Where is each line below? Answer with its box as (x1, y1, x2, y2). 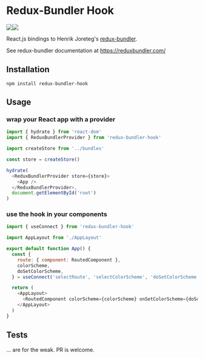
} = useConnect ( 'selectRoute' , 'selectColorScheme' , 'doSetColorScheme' (12, 274, 200, 280)
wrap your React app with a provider (6, 115, 115, 124)
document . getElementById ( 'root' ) (12, 190, 97, 196)
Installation (6, 64, 50, 75)
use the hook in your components (6, 210, 107, 218)
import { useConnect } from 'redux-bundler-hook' (6, 224, 135, 230)
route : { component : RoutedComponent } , (17, 257, 121, 263)
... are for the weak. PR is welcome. (6, 346, 95, 353)
